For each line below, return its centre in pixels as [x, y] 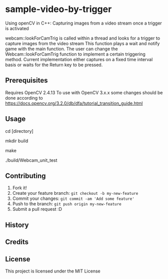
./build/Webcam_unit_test [31, 160]
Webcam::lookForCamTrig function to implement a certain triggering [75, 54]
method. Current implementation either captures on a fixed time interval [79, 59]
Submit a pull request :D [37, 209]
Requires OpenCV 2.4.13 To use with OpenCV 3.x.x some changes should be [84, 92]
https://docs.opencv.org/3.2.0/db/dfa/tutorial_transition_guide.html [74, 103]
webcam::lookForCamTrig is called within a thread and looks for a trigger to [83, 38]
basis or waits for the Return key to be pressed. [54, 65]
